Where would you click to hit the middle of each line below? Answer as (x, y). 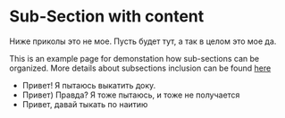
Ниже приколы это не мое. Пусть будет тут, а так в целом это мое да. (143, 41)
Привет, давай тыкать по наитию (85, 104)
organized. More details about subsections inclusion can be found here (140, 68)
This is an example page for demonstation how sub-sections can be (134, 58)
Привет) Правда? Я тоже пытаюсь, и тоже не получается (131, 95)
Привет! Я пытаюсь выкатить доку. (89, 85)
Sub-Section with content (107, 17)
